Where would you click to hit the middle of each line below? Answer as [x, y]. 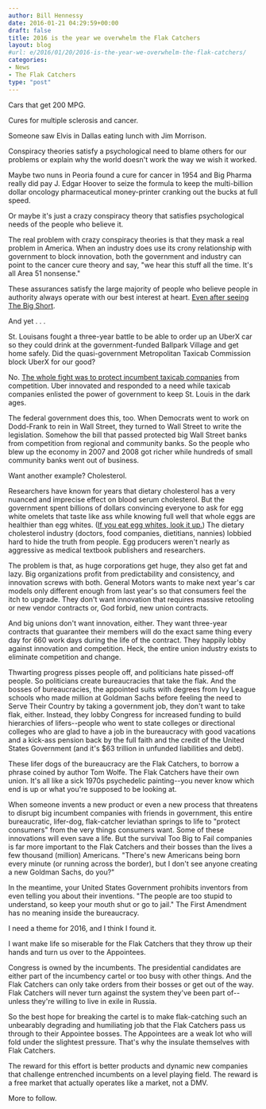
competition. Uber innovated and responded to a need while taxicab [120, 386]
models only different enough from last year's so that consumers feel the [127, 591]
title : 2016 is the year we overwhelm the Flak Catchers [104, 38]
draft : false [30, 30]
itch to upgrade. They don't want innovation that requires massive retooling [131, 599]
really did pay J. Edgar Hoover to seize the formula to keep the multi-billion [131, 183]
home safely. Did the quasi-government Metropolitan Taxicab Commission [130, 353]
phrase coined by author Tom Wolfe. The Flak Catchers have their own [124, 772]
